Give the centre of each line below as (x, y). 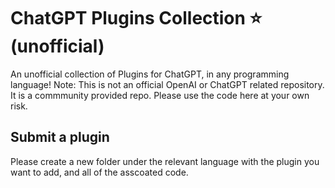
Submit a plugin (60, 137)
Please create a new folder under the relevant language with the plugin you (165, 161)
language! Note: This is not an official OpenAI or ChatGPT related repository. (167, 84)
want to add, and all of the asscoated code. (99, 172)
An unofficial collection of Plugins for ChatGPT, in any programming (150, 74)
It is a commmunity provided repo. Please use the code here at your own (160, 95)
